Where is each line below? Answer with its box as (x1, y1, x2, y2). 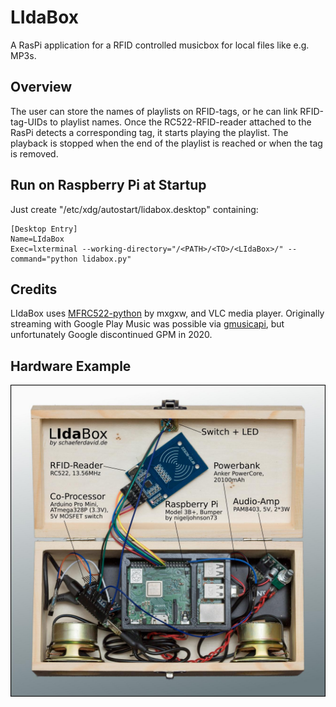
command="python (10, 254, 78, 264)
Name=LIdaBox (10, 234, 65, 244)
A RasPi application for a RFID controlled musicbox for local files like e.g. (10, 39, 310, 51)
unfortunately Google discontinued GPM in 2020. (10, 329, 213, 341)
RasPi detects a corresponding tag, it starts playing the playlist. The (10, 126, 289, 138)
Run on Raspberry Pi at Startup (10, 177, 207, 194)
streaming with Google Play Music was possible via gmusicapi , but (10, 318, 285, 330)
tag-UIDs (10, 116, 48, 128)
